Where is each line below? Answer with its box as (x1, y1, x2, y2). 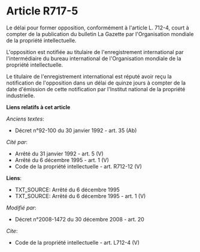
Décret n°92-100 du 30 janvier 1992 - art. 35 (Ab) (14, 127, 137, 134)
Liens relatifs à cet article (6, 103, 71, 110)
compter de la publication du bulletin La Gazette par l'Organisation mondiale (6, 30, 194, 37)
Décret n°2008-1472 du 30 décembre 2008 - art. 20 (14, 215, 145, 223)
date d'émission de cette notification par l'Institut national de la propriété (6, 85, 186, 92)
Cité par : (6, 138, 28, 145)
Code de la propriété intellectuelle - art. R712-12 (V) (14, 163, 143, 170)
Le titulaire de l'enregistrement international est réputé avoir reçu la (6, 73, 172, 80)
